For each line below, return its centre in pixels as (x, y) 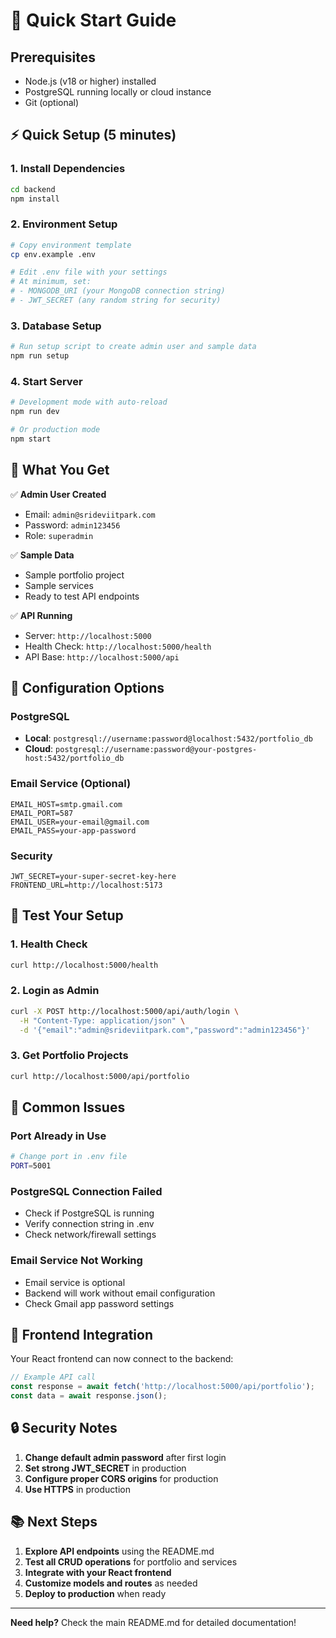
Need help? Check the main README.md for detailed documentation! (153, 1622)
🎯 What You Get (60, 470)
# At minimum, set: (51, 282)
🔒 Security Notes (64, 1428)
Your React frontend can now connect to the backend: (122, 1359)
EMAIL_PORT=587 (42, 813)
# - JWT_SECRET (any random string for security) (116, 300)
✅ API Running (41, 615)
